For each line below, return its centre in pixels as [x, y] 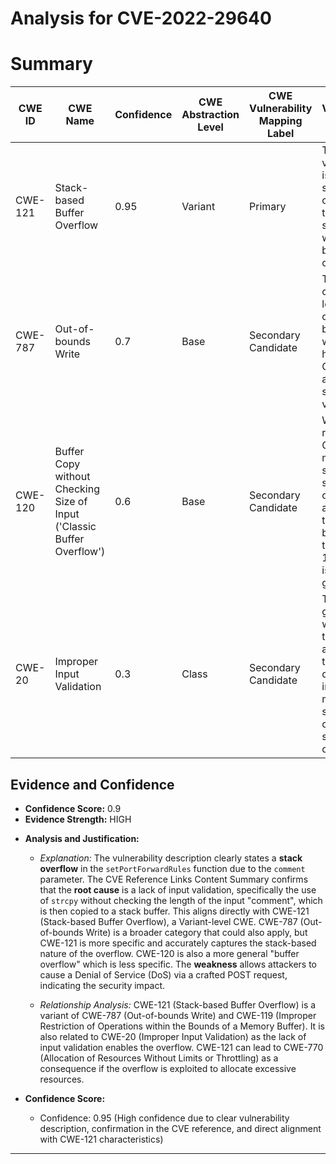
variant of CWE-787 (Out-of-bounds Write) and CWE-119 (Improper [178, 1015]
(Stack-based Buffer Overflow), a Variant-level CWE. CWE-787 [168, 921]
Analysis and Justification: [82, 838]
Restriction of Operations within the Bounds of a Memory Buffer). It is [182, 1026]
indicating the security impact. [102, 985]
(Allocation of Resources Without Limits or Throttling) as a [159, 1058]
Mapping [280, 121]
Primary [268, 207]
